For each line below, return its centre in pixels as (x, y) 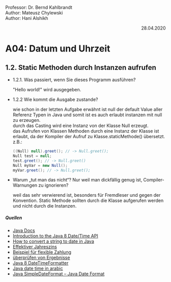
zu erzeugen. (26, 120)
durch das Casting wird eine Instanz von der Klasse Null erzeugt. (80, 125)
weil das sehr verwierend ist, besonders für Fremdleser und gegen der (87, 195)
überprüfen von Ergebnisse (41, 258)
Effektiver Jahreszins (35, 247)
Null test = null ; (32, 156)
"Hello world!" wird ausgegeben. (47, 89)
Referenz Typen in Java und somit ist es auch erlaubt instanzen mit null (87, 115)
